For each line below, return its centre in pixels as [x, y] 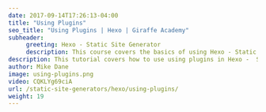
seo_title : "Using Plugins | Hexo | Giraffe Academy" [99, 30]
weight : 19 [26, 96]
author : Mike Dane [38, 67]
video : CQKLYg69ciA [40, 81]
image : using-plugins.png [51, 74]
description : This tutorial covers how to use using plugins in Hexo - [129, 60]
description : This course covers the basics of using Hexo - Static [141, 52]
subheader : [26, 37]
